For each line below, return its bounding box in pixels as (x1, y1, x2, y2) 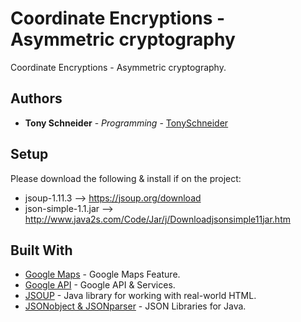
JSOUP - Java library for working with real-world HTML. (24, 290, 257, 302)
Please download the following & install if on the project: (10, 172, 242, 184)
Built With (10, 242, 73, 259)
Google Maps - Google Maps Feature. (24, 268, 181, 281)
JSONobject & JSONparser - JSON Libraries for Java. (24, 300, 247, 312)
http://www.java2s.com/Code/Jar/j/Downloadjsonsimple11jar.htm (24, 213, 291, 225)
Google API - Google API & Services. (24, 279, 176, 291)
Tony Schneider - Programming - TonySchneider (24, 117, 229, 129)
